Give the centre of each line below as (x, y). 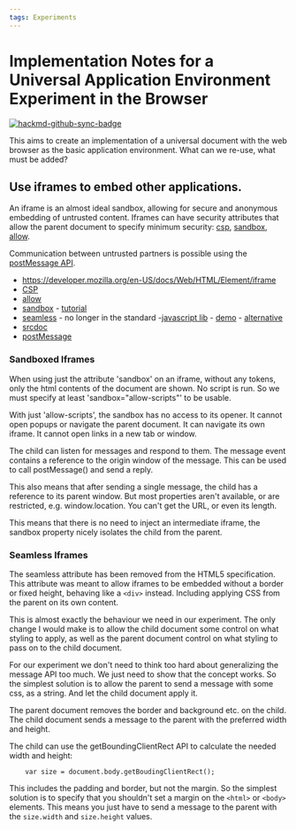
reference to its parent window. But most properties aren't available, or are (144, 496)
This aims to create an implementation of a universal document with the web (148, 140)
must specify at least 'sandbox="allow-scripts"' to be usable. (120, 397)
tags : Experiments (43, 17)
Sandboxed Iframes (52, 359)
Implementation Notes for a (112, 61)
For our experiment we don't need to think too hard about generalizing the (144, 665)
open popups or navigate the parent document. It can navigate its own (137, 424)
